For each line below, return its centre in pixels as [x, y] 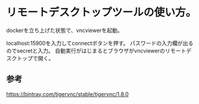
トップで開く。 [35, 58]
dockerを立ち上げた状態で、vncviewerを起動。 [65, 30]
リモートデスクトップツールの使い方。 [102, 12]
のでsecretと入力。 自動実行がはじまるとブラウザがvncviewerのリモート [96, 50]
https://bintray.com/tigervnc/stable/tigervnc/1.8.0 [68, 94]
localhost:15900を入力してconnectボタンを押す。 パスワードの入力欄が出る [100, 43]
